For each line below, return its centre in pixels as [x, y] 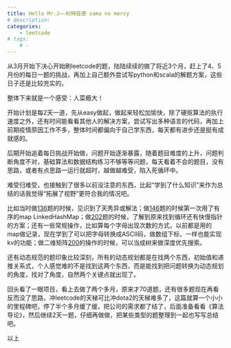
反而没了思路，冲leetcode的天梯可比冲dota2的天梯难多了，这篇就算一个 [109, 298]
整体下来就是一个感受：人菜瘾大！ [55, 98]
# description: [29, 20]
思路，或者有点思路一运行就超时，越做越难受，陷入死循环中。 [95, 170]
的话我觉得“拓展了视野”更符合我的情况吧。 [73, 193]
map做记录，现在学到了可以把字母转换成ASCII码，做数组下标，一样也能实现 [114, 234]
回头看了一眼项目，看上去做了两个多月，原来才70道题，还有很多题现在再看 [113, 289]
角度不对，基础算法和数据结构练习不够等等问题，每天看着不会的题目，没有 [118, 162]
